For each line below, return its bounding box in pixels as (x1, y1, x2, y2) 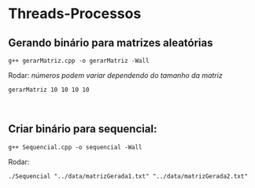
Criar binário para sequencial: (8, 123, 157, 136)
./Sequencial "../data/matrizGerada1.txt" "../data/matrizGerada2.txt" (8, 172, 248, 180)
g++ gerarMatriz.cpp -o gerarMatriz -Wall (8, 57, 150, 65)
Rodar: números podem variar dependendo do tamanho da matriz (8, 71, 223, 79)
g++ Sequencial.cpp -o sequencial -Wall (8, 143, 143, 151)
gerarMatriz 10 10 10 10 (8, 86, 90, 94)
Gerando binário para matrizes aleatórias (8, 36, 214, 50)
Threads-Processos (8, 5, 142, 23)
